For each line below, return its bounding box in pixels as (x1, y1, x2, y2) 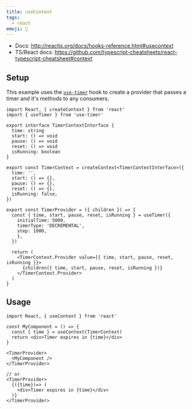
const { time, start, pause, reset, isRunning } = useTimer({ (11, 212, 171, 218)
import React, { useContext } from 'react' (6, 313, 117, 319)
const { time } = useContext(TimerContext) (11, 329, 122, 335)
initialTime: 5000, (17, 218, 66, 224)
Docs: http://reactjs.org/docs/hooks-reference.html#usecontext (14, 42, 174, 49)
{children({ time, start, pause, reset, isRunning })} (22, 265, 163, 271)
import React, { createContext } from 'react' (6, 107, 125, 113)
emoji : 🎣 (6, 25, 28, 32)
